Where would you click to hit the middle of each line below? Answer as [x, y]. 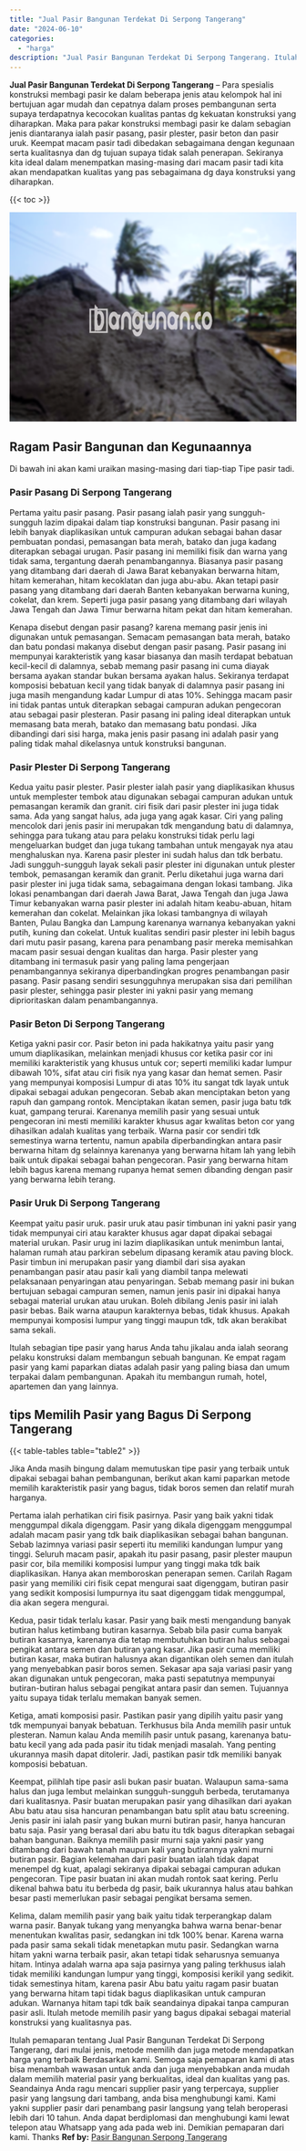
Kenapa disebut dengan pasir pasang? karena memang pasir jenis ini [138, 627]
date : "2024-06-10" [46, 29]
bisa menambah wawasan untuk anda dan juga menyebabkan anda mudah [149, 2069]
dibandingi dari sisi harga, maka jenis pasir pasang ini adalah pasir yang [144, 734]
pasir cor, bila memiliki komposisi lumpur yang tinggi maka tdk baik [135, 1564]
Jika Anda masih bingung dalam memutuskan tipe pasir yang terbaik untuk [149, 1468]
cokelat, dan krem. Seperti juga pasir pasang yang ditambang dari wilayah [148, 600]
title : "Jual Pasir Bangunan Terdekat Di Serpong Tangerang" [128, 19]
